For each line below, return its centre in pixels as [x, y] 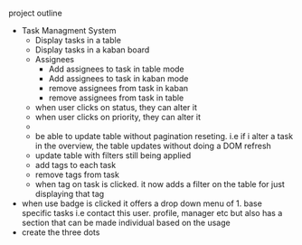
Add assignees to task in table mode [116, 69]
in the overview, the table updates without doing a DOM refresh [153, 146]
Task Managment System [69, 30]
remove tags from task [77, 174]
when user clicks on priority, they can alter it [118, 117]
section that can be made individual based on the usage [126, 222]
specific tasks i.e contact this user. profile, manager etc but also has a [152, 213]
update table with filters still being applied [113, 155]
